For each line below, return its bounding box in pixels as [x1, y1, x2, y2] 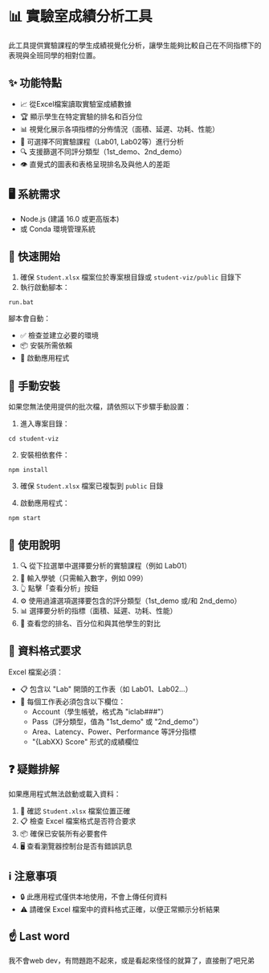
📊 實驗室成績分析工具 [8, 7, 153, 26]
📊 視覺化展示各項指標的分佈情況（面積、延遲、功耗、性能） [19, 124, 219, 133]
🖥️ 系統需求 [8, 188, 60, 202]
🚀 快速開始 [8, 250, 60, 263]
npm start [8, 515, 42, 523]
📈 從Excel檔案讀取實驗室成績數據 [19, 99, 132, 108]
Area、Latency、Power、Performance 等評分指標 [31, 727, 197, 736]
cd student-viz [8, 435, 59, 443]
